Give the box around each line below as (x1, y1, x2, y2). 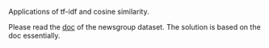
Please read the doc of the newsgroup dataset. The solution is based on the (8, 22, 261, 31)
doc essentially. (8, 31, 61, 40)
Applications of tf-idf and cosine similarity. (8, 7, 149, 16)
